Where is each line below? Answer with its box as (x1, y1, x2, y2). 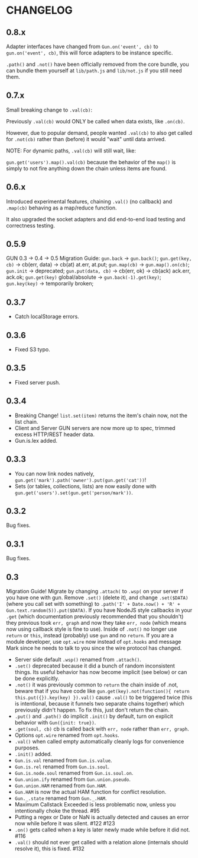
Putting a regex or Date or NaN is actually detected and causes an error (14, 813, 189, 821)
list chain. (14, 418, 38, 425)
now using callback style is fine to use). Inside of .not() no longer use (6, 625, 177, 633)
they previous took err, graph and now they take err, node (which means (6, 619, 187, 626)
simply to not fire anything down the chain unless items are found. (6, 164, 167, 172)
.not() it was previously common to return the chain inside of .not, (14, 681, 178, 688)
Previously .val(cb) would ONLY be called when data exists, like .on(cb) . (6, 117, 185, 125)
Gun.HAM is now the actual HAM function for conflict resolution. (14, 788, 167, 795)
